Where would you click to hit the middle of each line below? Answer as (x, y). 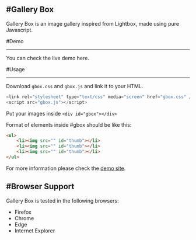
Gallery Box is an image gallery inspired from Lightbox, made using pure (93, 23)
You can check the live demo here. (48, 58)
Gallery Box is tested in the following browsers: (62, 200)
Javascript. (20, 30)
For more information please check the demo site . (66, 168)
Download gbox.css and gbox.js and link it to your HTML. (75, 86)
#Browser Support (40, 187)
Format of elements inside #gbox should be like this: (69, 124)
